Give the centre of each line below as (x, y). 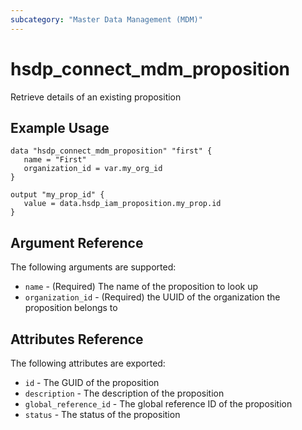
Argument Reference (77, 242)
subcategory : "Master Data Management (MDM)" (106, 19)
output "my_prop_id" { (57, 195)
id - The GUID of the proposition (92, 382)
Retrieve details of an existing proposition (96, 97)
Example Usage (60, 127)
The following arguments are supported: (93, 267)
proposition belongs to (71, 308)
